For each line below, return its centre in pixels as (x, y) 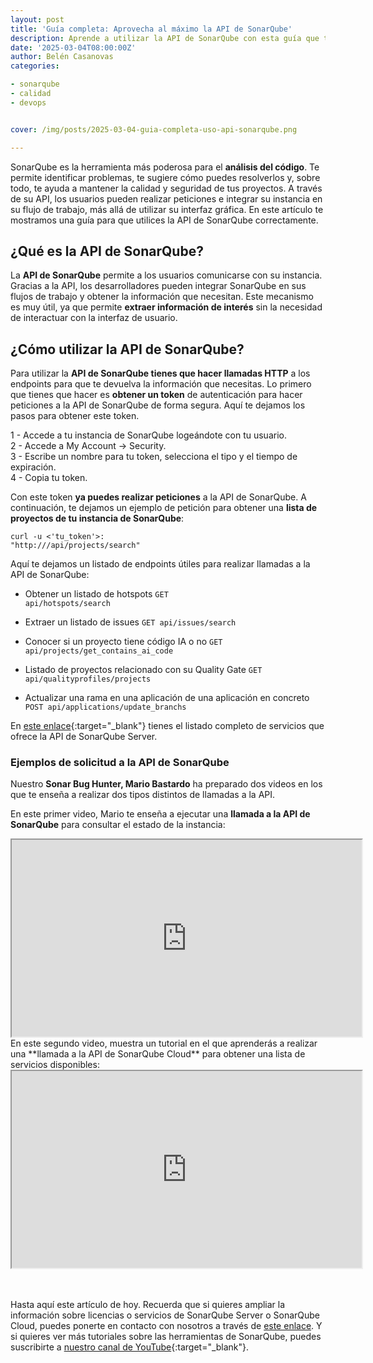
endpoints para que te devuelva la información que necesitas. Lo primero (161, 384)
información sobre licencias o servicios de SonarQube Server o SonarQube (165, 1315)
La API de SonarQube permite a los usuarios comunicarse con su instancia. (166, 275)
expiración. (33, 467)
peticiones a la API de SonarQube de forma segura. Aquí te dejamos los (158, 405)
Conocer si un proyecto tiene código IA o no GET (123, 642)
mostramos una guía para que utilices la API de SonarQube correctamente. (164, 220)
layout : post (37, 19)
